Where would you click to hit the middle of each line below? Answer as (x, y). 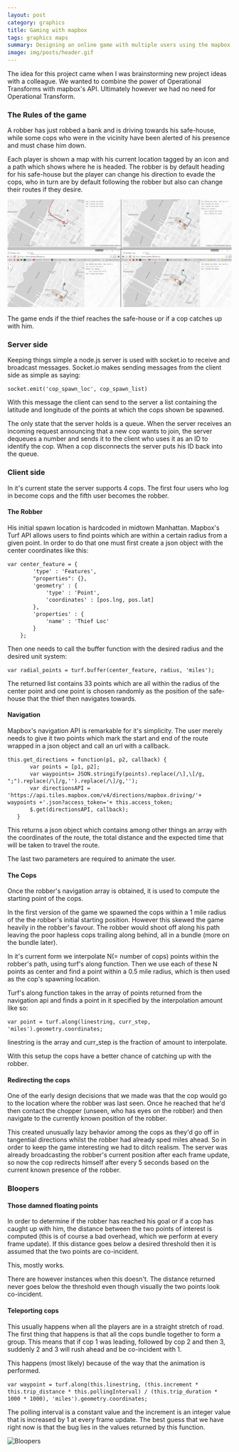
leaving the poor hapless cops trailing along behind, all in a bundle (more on (118, 935)
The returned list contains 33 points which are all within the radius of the (113, 683)
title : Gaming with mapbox (47, 30)
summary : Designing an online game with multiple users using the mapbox (119, 45)
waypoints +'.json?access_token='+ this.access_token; (90, 802)
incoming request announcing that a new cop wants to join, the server (110, 432)
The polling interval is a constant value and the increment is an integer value (119, 1412)
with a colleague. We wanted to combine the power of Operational (104, 81)
